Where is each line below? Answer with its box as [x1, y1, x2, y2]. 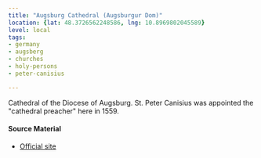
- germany [8, 41, 41, 48]
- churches [8, 56, 44, 63]
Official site [19, 142, 56, 151]
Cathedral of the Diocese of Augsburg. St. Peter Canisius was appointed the [8, 98, 254, 107]
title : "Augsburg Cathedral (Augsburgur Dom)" [8, 11, 163, 20]
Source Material [8, 124, 61, 134]
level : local [8, 26, 51, 34]
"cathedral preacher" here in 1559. [8, 106, 120, 116]
